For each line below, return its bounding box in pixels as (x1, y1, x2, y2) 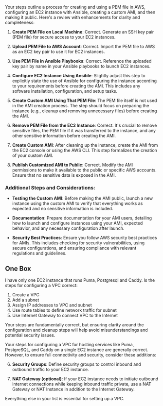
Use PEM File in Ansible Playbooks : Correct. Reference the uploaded (12, 58, 152, 64)
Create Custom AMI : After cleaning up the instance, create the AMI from (12, 142, 158, 148)
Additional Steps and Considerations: (5, 184, 96, 191)
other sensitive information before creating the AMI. (12, 133, 116, 138)
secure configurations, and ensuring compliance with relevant (12, 245, 137, 251)
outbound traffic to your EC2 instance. (12, 367, 89, 372)
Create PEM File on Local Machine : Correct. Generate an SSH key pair (12, 29, 154, 34)
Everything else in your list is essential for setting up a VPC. (5, 396, 125, 402)
